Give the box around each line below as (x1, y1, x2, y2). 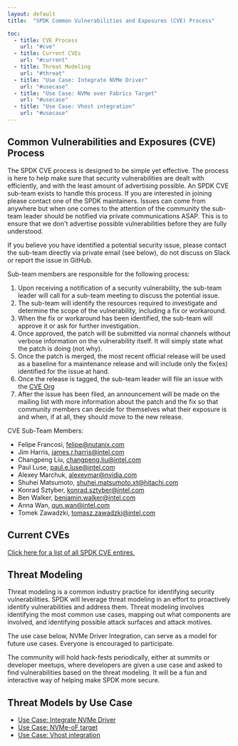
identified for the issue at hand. (17, 367, 110, 375)
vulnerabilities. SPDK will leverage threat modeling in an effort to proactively (7, 595, 231, 604)
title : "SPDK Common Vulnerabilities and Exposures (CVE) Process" (7, 17, 215, 24)
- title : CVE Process (14, 36, 78, 44)
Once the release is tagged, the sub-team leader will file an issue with (17, 374, 223, 383)
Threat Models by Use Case (7, 697, 133, 709)
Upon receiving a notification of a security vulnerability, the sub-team (17, 283, 222, 292)
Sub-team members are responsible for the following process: (7, 269, 190, 278)
